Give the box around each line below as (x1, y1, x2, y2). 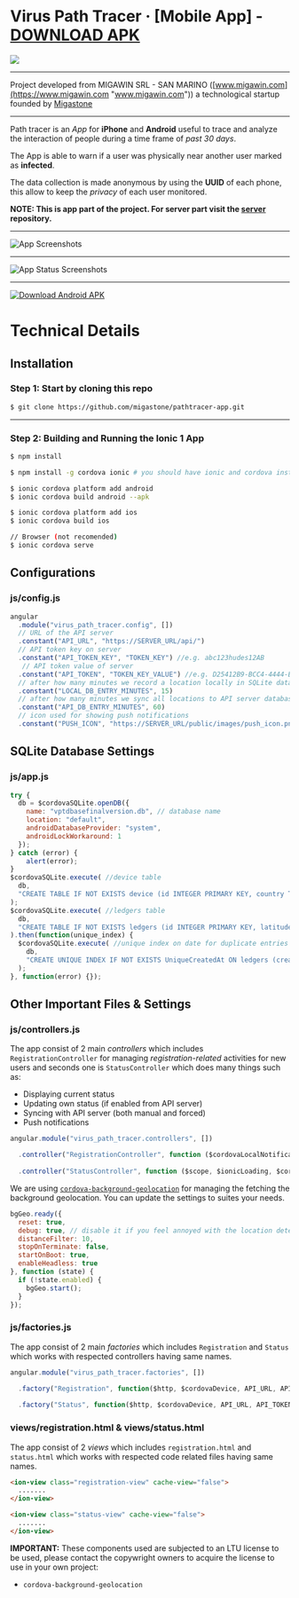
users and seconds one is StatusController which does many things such (10, 1062, 281, 1073)
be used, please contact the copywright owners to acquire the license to (10, 1552, 275, 1563)
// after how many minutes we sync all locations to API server (18, 695, 261, 704)
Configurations (10, 565, 96, 580)
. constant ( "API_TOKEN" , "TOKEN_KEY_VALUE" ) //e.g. (18, 670, 209, 679)
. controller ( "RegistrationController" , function (18, 1151, 201, 1160)
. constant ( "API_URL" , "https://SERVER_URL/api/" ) (18, 637, 205, 646)
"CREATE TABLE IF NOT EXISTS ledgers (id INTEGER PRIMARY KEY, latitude (18, 923, 293, 932)
